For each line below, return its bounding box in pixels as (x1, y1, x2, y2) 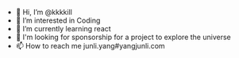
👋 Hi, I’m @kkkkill (15, 8, 73, 16)
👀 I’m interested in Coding (15, 16, 101, 25)
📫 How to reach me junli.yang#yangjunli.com (15, 42, 165, 50)
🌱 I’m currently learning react (15, 24, 111, 33)
